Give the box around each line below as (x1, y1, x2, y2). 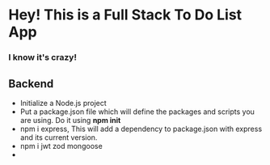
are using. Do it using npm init (19, 115, 121, 125)
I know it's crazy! (8, 52, 77, 63)
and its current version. (19, 132, 98, 142)
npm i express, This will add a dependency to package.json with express (19, 124, 263, 133)
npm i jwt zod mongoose (19, 141, 103, 150)
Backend (8, 77, 54, 91)
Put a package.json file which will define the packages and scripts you (19, 107, 255, 116)
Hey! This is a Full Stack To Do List (8, 6, 243, 24)
